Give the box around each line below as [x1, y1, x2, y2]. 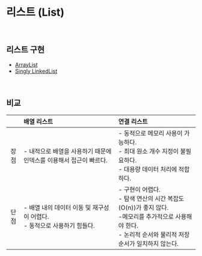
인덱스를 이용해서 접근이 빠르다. [23, 156, 108, 164]
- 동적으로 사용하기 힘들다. [23, 221, 95, 230]
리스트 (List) [6, 5, 65, 19]
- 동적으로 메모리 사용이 [118, 129, 183, 137]
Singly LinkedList [14, 67, 58, 75]
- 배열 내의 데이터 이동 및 [23, 203, 91, 212]
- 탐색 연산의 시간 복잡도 [118, 194, 185, 203]
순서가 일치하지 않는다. [118, 239, 179, 248]
